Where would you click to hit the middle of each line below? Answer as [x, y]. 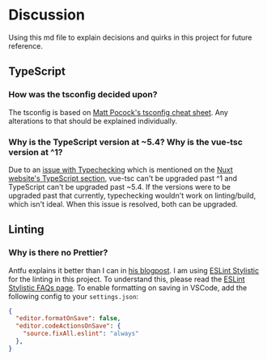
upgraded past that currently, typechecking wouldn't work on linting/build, [132, 195]
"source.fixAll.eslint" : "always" [81, 334]
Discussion [47, 15]
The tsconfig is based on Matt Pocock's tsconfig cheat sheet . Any [119, 112]
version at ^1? [36, 152]
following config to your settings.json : [74, 296]
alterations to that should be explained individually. [93, 121]
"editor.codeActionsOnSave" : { [68, 326]
